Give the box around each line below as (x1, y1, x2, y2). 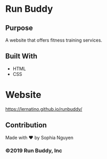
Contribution (5, 121, 47, 130)
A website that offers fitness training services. (5, 37, 102, 43)
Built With (5, 52, 37, 61)
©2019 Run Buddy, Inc (5, 147, 62, 154)
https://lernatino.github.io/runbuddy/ (5, 106, 82, 112)
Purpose (5, 24, 33, 32)
